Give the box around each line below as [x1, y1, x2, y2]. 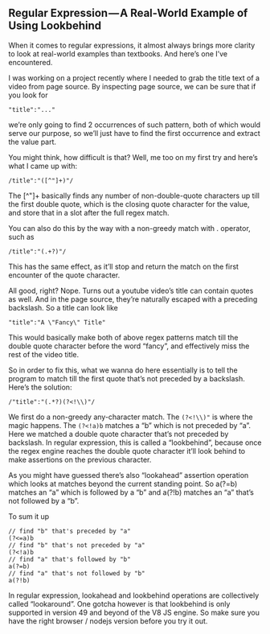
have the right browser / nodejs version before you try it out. [8, 615, 208, 626]
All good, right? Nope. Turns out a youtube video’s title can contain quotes [8, 286, 254, 295]
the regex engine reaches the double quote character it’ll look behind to [8, 446, 246, 455]
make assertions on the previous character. [8, 455, 152, 464]
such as [8, 232, 35, 241]
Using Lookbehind [8, 19, 102, 33]
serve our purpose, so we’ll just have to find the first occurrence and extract [8, 128, 261, 138]
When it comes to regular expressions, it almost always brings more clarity [8, 40, 256, 50]
